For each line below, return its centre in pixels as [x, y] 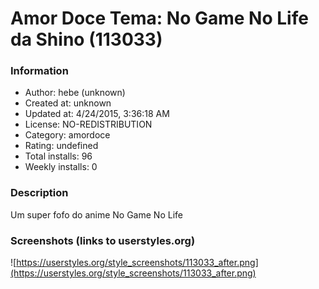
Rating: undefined [61, 146]
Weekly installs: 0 [61, 167]
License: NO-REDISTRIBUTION [88, 124]
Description [39, 193]
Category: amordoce [67, 135]
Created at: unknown [68, 103]
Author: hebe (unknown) [75, 93]
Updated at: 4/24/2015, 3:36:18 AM [97, 114]
